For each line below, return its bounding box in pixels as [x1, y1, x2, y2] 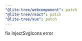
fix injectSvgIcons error [5, 30, 53, 36]
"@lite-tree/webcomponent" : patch [5, 7, 77, 12]
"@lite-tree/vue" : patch [5, 16, 57, 21]
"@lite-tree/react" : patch [5, 12, 61, 17]
